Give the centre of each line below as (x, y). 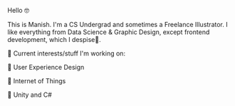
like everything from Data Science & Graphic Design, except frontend (109, 32)
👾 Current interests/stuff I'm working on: (67, 53)
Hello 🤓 (19, 10)
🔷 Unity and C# (30, 95)
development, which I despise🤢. (54, 39)
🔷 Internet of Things (37, 81)
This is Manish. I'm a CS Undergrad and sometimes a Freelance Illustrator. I (117, 25)
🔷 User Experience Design (46, 67)
